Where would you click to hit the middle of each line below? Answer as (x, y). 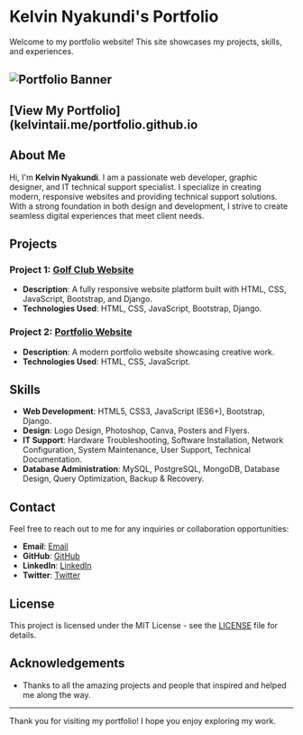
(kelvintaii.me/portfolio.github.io (104, 124)
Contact (32, 507)
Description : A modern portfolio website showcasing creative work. (148, 352)
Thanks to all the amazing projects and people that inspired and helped (154, 685)
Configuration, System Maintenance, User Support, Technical (136, 450)
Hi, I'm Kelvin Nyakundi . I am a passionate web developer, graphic (133, 177)
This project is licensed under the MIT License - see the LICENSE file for (143, 625)
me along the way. (56, 694)
